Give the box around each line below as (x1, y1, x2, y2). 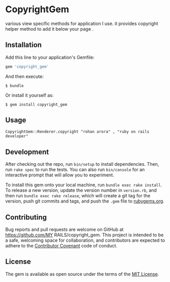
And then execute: (5, 73, 44, 80)
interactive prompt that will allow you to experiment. (5, 172, 114, 178)
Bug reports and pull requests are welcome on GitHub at (5, 226, 124, 233)
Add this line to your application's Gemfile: (5, 54, 94, 60)
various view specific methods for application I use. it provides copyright (5, 20, 158, 27)
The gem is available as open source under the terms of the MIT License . (5, 271, 159, 277)
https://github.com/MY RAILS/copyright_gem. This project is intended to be (5, 232, 164, 238)
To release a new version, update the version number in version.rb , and (5, 187, 157, 193)
